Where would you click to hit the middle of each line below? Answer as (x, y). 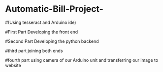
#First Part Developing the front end (42, 32)
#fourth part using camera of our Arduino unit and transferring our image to (82, 60)
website (13, 65)
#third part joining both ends (34, 51)
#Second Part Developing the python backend (52, 41)
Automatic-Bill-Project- (54, 9)
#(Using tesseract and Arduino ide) (41, 22)
